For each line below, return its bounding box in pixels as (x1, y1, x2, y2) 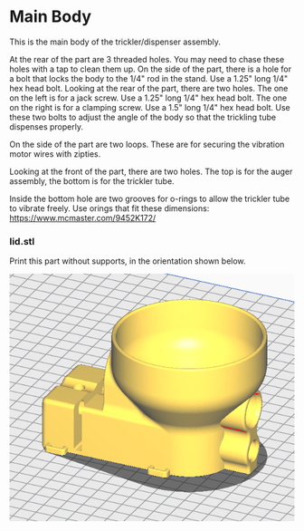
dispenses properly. (9, 121, 84, 132)
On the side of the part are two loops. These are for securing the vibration (9, 139, 285, 150)
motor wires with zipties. (9, 148, 101, 159)
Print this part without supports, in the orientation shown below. (9, 256, 246, 266)
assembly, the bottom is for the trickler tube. (9, 175, 175, 187)
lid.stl (9, 235, 35, 247)
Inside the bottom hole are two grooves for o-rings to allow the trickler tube (9, 193, 290, 204)
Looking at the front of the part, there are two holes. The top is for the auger (9, 166, 293, 177)
